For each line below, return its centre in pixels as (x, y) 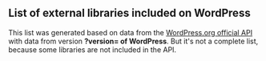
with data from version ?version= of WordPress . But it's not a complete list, (133, 41)
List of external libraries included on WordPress (129, 13)
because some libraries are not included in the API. (93, 49)
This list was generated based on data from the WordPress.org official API (131, 32)
